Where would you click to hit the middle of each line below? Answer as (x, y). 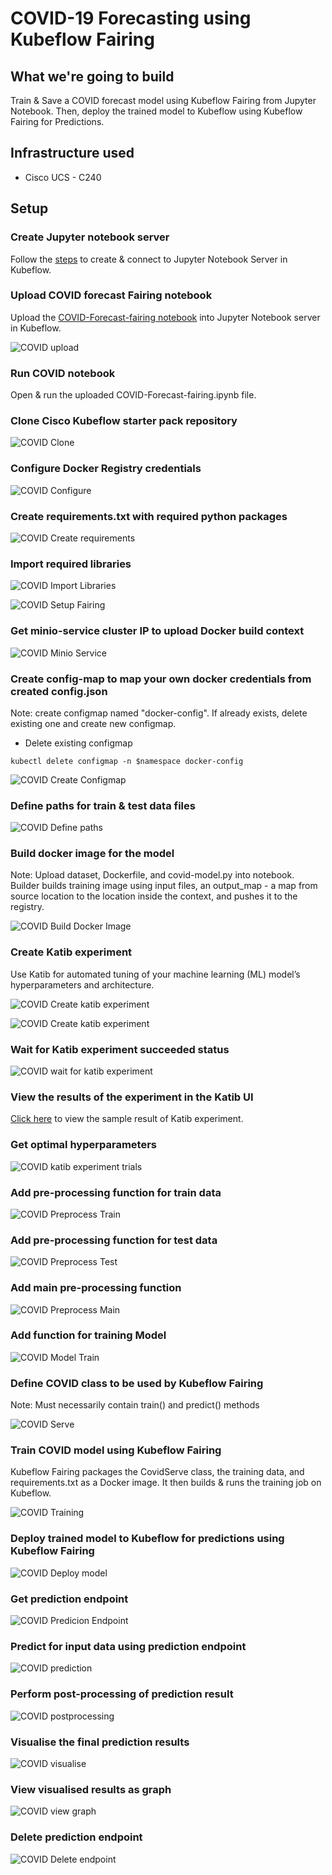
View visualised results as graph (91, 1789)
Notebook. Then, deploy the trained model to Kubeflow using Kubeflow (156, 111)
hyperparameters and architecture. (82, 984)
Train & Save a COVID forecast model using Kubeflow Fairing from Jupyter (163, 100)
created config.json (59, 691)
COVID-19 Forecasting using (131, 18)
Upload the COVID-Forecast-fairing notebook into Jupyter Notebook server (165, 317)
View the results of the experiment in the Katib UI (132, 1097)
